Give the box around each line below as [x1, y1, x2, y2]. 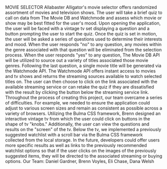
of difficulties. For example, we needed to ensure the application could [5, 100, 151, 105]
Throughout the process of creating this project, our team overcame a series [5, 94, 163, 100]
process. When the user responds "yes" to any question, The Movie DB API [5, 52, 160, 58]
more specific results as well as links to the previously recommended [5, 142, 147, 148]
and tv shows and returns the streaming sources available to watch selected [5, 73, 162, 79]
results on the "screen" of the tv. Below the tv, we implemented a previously [5, 126, 162, 132]
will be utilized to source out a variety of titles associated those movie [5, 57, 149, 63]
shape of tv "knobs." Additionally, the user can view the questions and [5, 121, 150, 127]
